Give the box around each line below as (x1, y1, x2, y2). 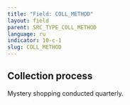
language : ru (7, 30, 46, 38)
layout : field (7, 17, 50, 24)
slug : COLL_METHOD (7, 44, 62, 51)
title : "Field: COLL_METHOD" (7, 10, 94, 18)
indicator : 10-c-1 (7, 37, 62, 44)
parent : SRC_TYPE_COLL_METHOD (7, 24, 97, 31)
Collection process (7, 70, 93, 82)
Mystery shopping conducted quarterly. (7, 89, 124, 97)
